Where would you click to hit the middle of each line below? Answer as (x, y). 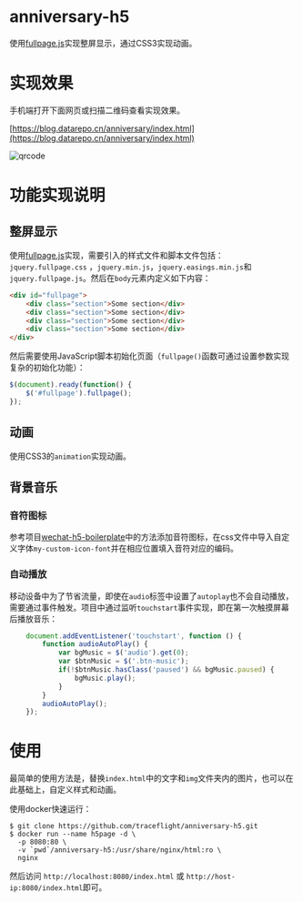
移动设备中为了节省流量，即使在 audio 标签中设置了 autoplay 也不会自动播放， (151, 596)
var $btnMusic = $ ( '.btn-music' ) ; (123, 662)
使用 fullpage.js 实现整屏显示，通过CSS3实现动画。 (103, 43)
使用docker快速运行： (50, 809)
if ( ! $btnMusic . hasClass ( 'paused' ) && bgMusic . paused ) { (166, 670)
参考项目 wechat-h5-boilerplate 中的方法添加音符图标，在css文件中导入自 (146, 537)
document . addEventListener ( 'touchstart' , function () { (134, 636)
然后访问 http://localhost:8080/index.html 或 (97, 877)
